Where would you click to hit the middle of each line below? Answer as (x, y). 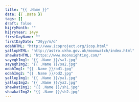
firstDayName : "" (23, 37)
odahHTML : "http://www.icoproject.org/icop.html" (57, 46)
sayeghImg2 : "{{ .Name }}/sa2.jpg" (41, 64)
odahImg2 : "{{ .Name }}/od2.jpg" (39, 74)
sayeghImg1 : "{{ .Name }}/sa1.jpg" (41, 60)
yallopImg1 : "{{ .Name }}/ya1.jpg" (41, 78)
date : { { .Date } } (24, 14)
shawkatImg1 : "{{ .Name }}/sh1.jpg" (42, 87)
